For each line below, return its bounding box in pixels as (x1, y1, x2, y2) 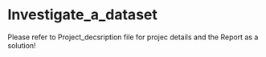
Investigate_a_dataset (7, 6, 158, 24)
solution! (7, 40, 37, 50)
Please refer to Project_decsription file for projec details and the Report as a (7, 32, 259, 42)
